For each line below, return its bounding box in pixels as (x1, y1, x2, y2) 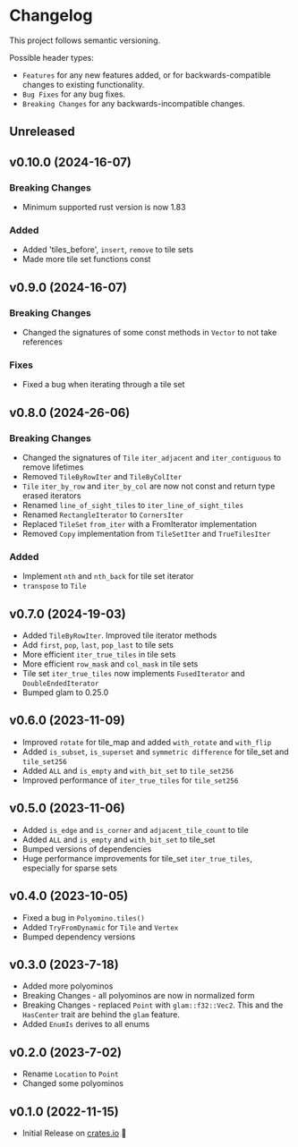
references (21, 336, 63, 347)
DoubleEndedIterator (21, 679, 99, 689)
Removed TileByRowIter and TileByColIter (21, 471, 183, 481)
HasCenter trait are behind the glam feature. (21, 1009, 181, 1020)
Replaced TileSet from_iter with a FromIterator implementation (21, 518, 258, 529)
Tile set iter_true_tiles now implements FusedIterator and (21, 668, 245, 679)
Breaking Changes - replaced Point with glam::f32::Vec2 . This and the (21, 999, 284, 1011)
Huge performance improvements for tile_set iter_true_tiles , (21, 853, 252, 863)
